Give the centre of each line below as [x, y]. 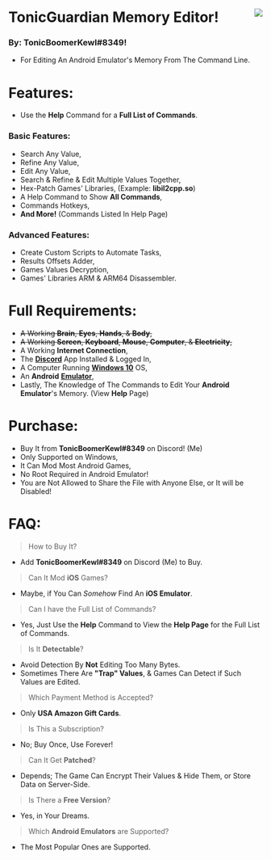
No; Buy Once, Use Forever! [67, 744]
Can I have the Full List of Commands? [92, 609]
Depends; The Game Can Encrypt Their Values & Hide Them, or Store [135, 775]
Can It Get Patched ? [62, 760]
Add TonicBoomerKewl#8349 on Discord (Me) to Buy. [111, 562]
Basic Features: [40, 136]
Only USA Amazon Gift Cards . [71, 713]
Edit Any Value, [45, 171]
